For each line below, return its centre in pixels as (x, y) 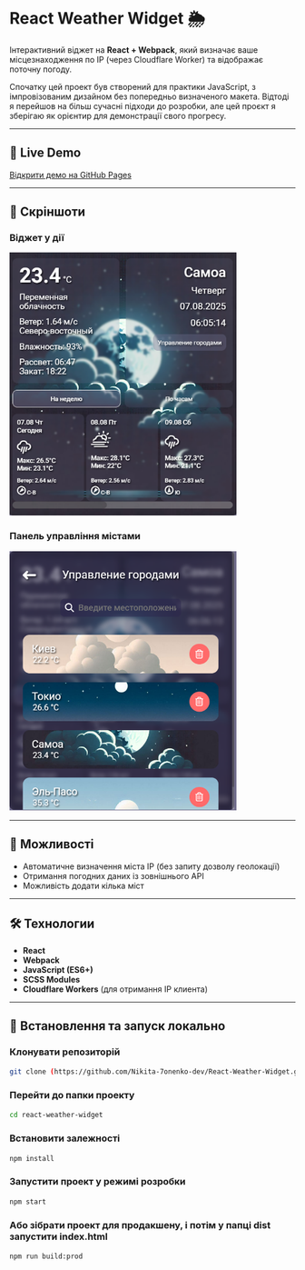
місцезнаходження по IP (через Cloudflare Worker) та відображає (137, 59)
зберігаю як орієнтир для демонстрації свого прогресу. (118, 115)
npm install (32, 1158)
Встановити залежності (65, 1138)
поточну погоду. (41, 69)
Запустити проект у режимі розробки (98, 1182)
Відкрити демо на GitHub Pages (70, 175)
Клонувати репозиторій (65, 1052)
